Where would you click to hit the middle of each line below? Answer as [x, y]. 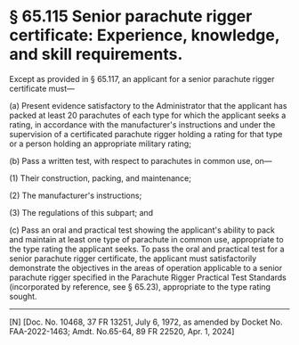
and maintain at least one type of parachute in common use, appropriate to [146, 239]
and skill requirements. [96, 54]
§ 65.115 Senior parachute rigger [131, 16]
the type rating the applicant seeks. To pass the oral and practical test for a [147, 249]
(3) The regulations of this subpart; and [81, 212]
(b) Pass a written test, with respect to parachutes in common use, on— [141, 160]
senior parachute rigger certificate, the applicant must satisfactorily [133, 258]
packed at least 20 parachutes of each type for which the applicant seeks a [148, 115]
